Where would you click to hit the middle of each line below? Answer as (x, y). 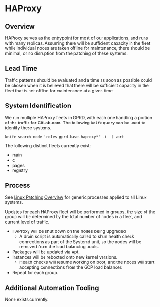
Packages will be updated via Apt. (46, 252)
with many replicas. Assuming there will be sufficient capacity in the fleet (78, 43)
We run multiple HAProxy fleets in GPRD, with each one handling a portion (79, 117)
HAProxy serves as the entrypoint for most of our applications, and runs (77, 38)
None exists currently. (27, 299)
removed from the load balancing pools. (59, 247)
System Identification (38, 106)
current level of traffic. (27, 222)
